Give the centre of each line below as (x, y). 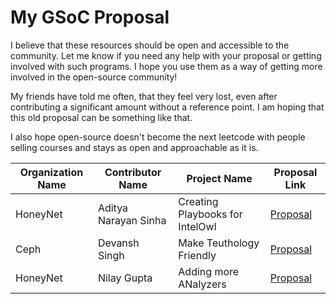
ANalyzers (202, 284)
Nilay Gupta (125, 278)
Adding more (209, 271)
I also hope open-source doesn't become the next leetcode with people (158, 137)
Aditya (113, 208)
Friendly (197, 255)
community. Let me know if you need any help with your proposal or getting (166, 55)
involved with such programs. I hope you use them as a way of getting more (166, 66)
